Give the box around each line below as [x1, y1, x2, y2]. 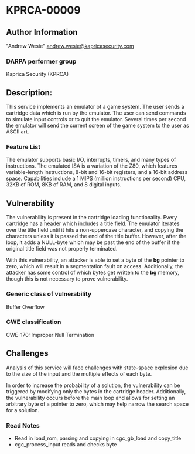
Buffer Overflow [6, 303, 45, 311]
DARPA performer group [6, 57, 77, 65]
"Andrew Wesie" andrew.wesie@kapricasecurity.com [6, 42, 134, 49]
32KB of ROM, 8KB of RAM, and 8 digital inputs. [6, 181, 122, 188]
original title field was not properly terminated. [6, 245, 118, 252]
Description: [6, 88, 53, 98]
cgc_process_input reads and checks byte [14, 440, 117, 448]
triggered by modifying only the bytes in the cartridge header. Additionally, [6, 388, 186, 395]
